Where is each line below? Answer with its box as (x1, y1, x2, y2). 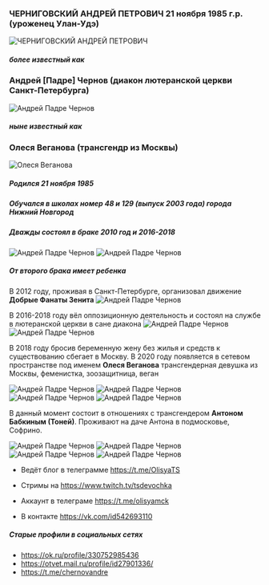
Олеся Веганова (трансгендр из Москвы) (9, 141, 179, 152)
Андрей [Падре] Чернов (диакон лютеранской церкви (9, 75, 233, 86)
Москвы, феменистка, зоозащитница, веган (9, 368, 159, 378)
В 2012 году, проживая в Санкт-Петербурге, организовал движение (9, 286, 243, 296)
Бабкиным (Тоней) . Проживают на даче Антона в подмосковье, (9, 416, 231, 426)
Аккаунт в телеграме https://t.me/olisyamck (20, 496, 169, 506)
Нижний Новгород (9, 207, 74, 217)
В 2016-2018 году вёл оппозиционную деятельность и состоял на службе (9, 310, 261, 320)
